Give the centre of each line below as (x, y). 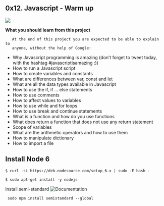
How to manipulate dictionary (43, 138)
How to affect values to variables (47, 100)
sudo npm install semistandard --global (50, 198)
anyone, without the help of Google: (52, 48)
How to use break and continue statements (57, 111)
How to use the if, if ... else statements (52, 89)
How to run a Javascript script (44, 68)
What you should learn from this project (48, 30)
